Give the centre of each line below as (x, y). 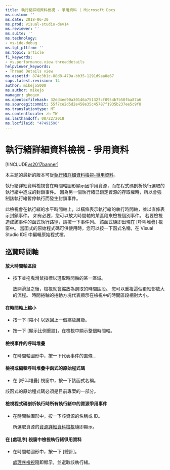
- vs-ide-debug (21, 43)
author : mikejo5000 (26, 85)
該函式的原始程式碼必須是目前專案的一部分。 (52, 391)
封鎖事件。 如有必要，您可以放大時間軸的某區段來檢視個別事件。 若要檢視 (86, 215)
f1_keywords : (19, 57)
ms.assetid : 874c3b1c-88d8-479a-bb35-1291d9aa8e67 (60, 76)
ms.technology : (21, 39)
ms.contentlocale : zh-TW (31, 114)
